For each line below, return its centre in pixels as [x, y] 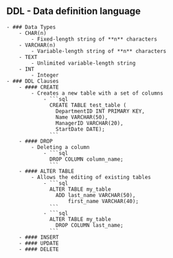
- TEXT [28, 57]
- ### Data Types [31, 27]
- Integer [45, 75]
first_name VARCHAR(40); [103, 201]
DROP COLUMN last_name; [90, 225]
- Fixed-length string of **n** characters [94, 39]
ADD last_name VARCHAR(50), [95, 195]
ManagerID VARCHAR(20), [90, 123]
